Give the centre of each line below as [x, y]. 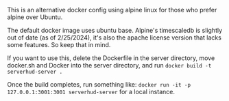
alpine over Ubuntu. [35, 17]
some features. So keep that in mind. [59, 45]
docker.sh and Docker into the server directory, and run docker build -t [109, 65]
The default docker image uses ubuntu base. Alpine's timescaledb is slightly [115, 30]
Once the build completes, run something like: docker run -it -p [99, 84]
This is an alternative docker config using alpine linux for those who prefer [112, 10]
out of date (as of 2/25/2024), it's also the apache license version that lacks [114, 38]
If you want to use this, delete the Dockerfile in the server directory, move [111, 58]
